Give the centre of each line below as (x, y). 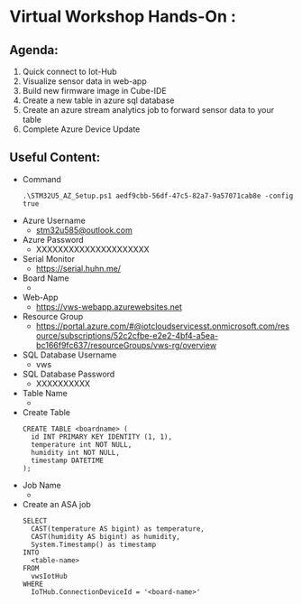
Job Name (41, 485)
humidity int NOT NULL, (75, 452)
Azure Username (54, 220)
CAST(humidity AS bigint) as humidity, (105, 536)
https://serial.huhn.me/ (78, 268)
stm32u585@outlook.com (84, 230)
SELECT (35, 521)
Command (41, 179)
